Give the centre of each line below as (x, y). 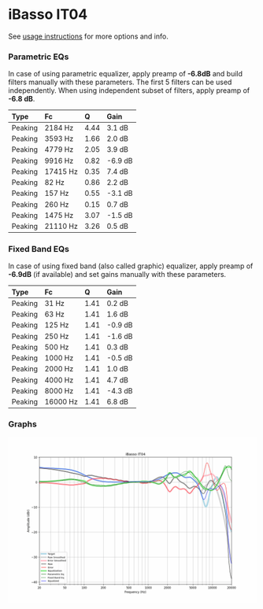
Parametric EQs (39, 57)
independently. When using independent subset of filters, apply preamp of (129, 90)
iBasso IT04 (48, 15)
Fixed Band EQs (39, 249)
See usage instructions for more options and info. (89, 36)
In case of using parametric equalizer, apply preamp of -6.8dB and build (125, 74)
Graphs (22, 424)
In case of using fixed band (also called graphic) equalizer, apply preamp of (131, 266)
